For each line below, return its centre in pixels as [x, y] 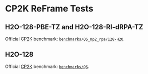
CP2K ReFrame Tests [49, 9]
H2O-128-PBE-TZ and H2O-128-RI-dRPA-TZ [74, 27]
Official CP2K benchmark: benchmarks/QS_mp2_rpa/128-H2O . [65, 39]
